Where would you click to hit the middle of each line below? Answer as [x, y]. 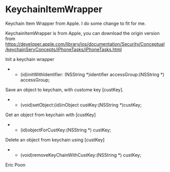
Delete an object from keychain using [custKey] [55, 140]
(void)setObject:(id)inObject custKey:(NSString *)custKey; [81, 105]
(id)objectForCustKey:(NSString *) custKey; [66, 130]
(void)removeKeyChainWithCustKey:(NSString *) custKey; [81, 155]
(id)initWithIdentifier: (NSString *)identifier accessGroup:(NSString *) [92, 74]
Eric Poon [16, 165]
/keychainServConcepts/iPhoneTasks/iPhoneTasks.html [64, 49]
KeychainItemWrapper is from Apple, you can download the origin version [83, 33]
